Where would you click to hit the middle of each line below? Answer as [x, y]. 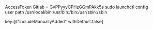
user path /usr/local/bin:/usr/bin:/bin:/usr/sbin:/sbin [56, 12]
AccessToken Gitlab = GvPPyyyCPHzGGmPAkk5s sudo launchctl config [77, 7]
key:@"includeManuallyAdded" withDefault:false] [54, 22]
